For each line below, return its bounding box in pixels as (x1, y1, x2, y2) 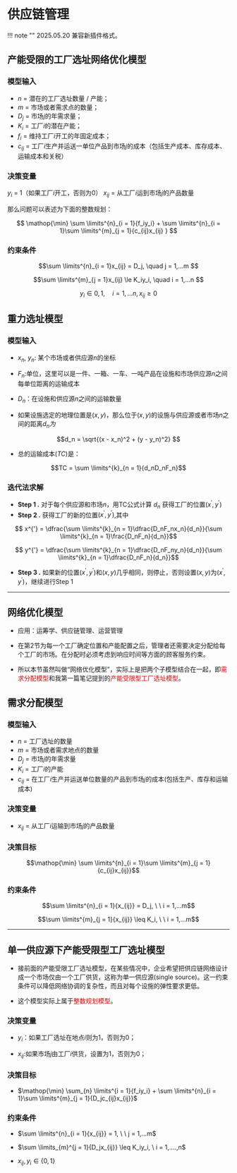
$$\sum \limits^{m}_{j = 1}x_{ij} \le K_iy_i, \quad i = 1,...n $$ (32, 276, 205, 284)
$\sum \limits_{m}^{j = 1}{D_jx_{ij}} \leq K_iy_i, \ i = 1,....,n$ (17, 1143, 186, 1152)
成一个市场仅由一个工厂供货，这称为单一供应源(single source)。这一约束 (17, 973, 229, 981)
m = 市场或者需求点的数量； (17, 103, 99, 111)
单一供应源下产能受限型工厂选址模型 (7, 944, 165, 956)
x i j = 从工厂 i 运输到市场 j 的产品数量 (17, 821, 115, 832)
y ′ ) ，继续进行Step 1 (17, 576, 74, 585)
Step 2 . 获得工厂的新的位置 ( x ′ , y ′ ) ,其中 (17, 509, 129, 519)
